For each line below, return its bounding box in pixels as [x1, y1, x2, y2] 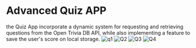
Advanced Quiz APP [6, 4, 107, 17]
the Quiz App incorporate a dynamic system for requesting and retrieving [6, 23, 184, 30]
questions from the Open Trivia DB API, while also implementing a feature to [6, 29, 190, 36]
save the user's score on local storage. [6, 35, 101, 42]
